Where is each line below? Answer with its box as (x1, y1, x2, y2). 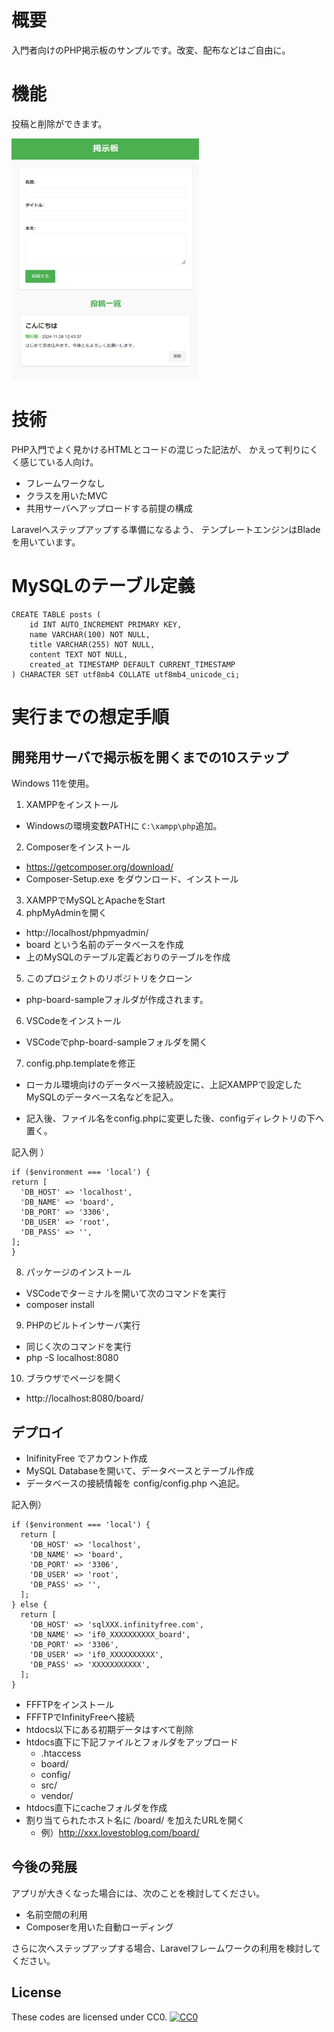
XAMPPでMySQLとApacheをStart (25, 894, 166, 906)
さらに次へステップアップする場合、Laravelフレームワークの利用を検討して (11, 1942, 322, 1954)
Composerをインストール (25, 841, 131, 853)
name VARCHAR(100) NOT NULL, (29, 630, 151, 640)
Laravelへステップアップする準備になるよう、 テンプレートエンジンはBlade (11, 524, 321, 536)
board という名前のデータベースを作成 (25, 939, 184, 951)
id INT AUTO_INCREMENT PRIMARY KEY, (29, 620, 183, 630)
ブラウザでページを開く (25, 1372, 123, 1385)
